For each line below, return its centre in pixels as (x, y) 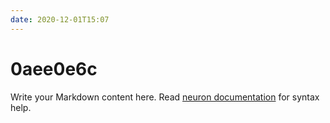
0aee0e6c (54, 68)
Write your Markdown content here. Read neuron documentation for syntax (165, 97)
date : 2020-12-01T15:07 (60, 19)
